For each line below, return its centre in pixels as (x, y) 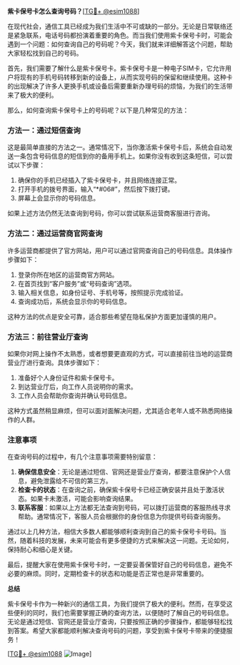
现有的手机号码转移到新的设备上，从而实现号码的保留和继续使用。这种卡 (126, 77)
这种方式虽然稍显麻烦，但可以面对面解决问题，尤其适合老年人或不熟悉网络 (117, 410)
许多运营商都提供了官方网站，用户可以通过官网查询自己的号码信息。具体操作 (120, 250)
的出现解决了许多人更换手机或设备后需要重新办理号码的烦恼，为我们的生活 (117, 86)
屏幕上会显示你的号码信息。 (59, 198)
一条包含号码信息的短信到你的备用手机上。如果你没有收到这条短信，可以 (120, 156)
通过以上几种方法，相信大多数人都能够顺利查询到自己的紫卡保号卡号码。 (114, 532)
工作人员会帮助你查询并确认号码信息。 (74, 395)
